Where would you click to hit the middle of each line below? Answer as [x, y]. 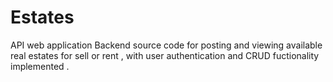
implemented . [40, 66]
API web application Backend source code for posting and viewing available [166, 45]
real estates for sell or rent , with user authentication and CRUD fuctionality [165, 55]
